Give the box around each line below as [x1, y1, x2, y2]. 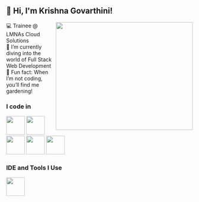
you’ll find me [6, 81, 40, 88]
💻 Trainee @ [6, 22, 38, 29]
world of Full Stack [6, 56, 52, 63]
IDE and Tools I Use [6, 164, 62, 172]
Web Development [6, 62, 52, 69]
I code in [6, 102, 31, 111]
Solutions [6, 37, 30, 44]
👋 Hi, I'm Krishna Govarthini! [6, 6, 113, 16]
